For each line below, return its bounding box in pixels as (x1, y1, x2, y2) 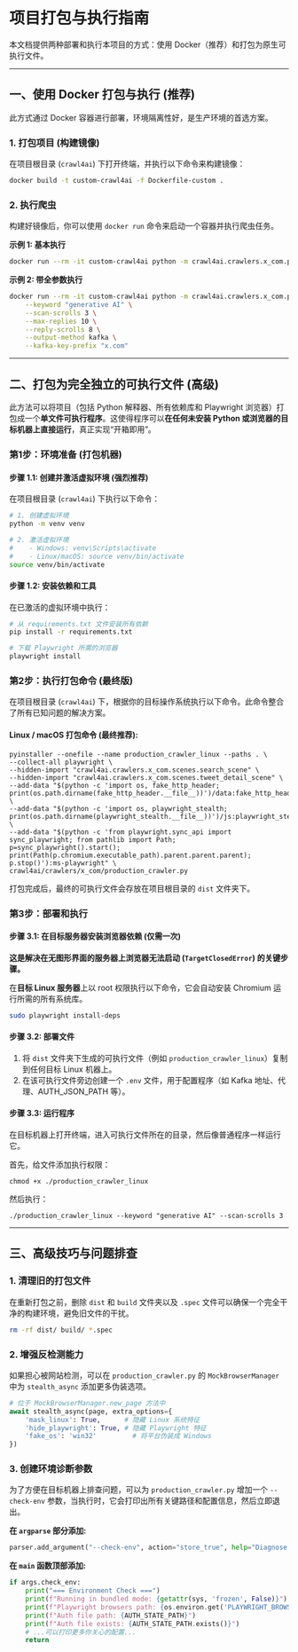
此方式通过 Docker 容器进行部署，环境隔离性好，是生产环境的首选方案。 (9, 112, 273, 122)
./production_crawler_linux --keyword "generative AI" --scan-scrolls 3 (9, 1212, 284, 1221)
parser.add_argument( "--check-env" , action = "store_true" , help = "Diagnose (9, 1543, 288, 1553)
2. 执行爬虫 (9, 199, 57, 211)
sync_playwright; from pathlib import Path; (9, 835, 176, 844)
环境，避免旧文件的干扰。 (39, 1308, 134, 1318)
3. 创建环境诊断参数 (9, 1463, 93, 1475)
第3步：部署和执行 (9, 907, 89, 919)
